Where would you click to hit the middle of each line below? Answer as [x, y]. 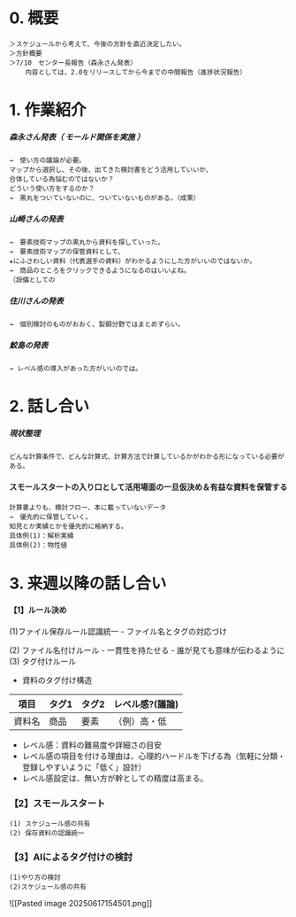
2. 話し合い [49, 406]
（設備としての [32, 280]
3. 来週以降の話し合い [88, 583]
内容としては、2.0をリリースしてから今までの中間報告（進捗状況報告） [136, 72]
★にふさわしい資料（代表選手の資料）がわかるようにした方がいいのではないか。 [133, 261]
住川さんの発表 [36, 300]
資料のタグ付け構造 [57, 680]
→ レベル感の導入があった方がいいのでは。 [76, 369]
